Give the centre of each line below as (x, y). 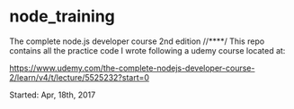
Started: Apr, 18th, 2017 (53, 95)
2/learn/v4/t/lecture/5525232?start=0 (80, 77)
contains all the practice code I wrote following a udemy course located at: (147, 50)
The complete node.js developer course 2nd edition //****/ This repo (137, 41)
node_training (62, 17)
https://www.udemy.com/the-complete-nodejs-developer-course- (132, 68)
